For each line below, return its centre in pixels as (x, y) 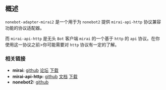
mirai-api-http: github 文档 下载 (45, 77)
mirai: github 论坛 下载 (35, 70)
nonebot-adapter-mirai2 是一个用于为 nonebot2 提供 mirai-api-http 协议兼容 (83, 22)
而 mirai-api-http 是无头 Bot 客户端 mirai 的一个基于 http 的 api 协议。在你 (83, 38)
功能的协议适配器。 (25, 28)
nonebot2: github (30, 82)
